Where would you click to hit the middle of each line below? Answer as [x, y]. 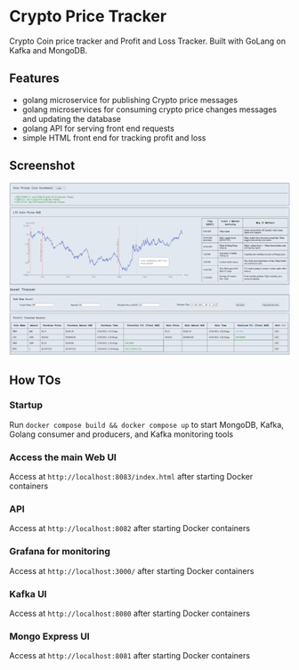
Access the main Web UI [63, 457]
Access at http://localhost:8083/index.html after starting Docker [131, 477]
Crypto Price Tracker [88, 16]
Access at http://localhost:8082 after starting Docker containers [130, 529]
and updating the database [72, 118]
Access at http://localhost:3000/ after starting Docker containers [132, 570]
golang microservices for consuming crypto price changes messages [149, 109]
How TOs [35, 380]
